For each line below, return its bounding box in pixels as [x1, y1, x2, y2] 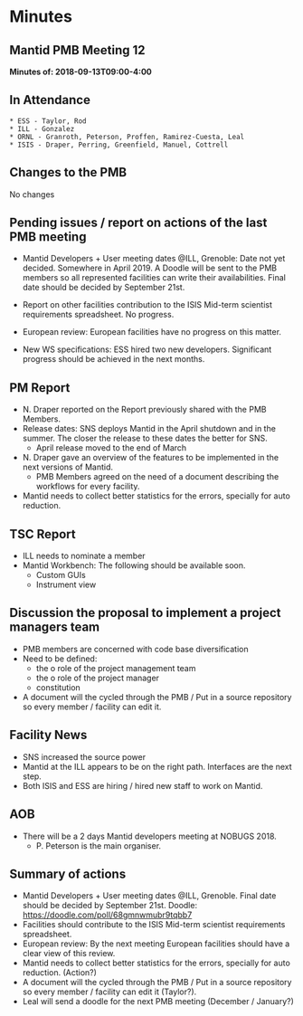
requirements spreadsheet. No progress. [22, 309, 175, 320]
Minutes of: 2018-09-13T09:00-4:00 [9, 66, 152, 77]
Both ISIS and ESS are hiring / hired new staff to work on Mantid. [22, 780, 263, 791]
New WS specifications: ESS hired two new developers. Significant [22, 344, 272, 355]
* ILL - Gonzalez [9, 124, 75, 133]
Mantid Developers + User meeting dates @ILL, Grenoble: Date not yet [22, 253, 286, 264]
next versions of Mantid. [22, 461, 114, 472]
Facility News [9, 727, 88, 743]
